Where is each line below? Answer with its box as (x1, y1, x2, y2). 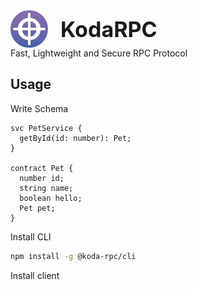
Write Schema (10, 102, 69, 114)
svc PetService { (10, 123, 83, 133)
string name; (19, 183, 74, 193)
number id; (19, 173, 65, 183)
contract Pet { (10, 163, 74, 173)
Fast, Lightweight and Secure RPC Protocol (10, 47, 188, 59)
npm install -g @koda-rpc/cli (10, 251, 137, 261)
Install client (10, 269, 60, 281)
